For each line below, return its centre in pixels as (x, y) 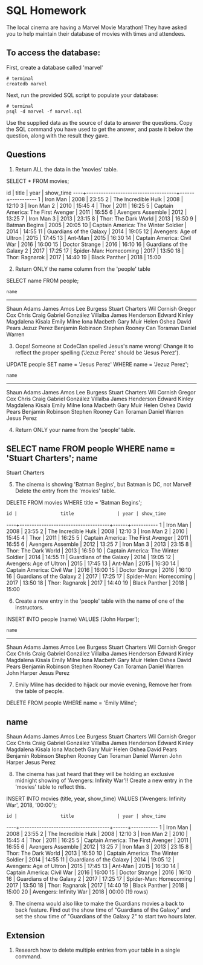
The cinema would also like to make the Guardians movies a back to (99, 904)
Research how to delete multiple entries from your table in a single (97, 950)
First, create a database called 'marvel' (55, 67)
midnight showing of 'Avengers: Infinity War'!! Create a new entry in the (104, 781)
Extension (26, 936)
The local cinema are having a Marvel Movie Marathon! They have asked (97, 27)
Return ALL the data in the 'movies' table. (66, 169)
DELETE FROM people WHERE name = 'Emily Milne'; (72, 703)
